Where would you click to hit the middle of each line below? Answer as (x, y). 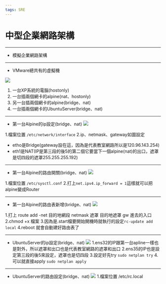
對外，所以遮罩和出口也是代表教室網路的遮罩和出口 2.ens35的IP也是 (86, 249)
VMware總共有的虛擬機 (36, 70)
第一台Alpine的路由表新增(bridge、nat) (52, 204)
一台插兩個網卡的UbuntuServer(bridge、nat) (57, 109)
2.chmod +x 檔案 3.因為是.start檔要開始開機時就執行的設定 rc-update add (79, 221)
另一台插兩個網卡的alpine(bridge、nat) (52, 103)
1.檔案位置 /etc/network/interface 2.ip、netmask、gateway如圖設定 (75, 134)
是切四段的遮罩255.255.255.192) (45, 157)
